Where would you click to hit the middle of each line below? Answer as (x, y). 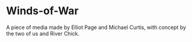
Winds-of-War (42, 11)
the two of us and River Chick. (43, 33)
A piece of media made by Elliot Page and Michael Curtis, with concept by (96, 27)
